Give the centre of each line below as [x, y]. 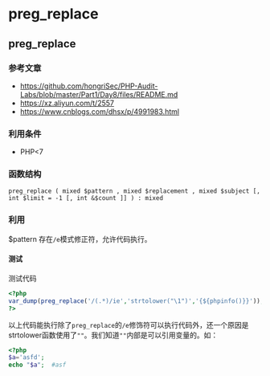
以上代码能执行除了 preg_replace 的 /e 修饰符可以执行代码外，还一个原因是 [129, 325]
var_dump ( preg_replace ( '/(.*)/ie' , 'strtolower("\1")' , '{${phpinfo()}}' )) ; [136, 301]
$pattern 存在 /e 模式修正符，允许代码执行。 [80, 239]
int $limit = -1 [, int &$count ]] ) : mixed [86, 198]
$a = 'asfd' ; [27, 358]
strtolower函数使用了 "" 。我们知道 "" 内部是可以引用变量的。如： [113, 335]
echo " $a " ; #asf [37, 365]
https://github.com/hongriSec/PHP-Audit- [89, 86]
